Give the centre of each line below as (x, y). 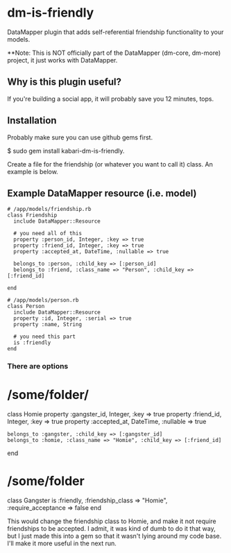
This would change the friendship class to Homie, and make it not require (112, 521)
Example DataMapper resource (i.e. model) (102, 193)
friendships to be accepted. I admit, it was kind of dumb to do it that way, (112, 529)
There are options (38, 366)
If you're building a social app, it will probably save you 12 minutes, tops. (111, 99)
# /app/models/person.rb (43, 300)
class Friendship (32, 215)
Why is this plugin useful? (65, 82)
